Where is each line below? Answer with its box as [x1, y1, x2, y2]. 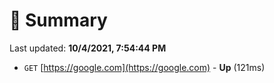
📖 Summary [9, 9, 108, 32]
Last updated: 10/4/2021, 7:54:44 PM [9, 42, 167, 54]
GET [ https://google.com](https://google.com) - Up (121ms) [23, 61, 266, 73]
